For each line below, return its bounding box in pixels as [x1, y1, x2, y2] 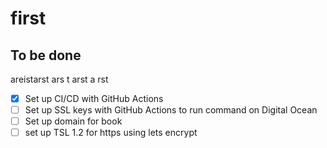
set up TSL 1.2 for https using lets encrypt [24, 127, 198, 139]
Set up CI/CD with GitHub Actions [24, 93, 164, 104]
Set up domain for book [24, 115, 123, 127]
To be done [10, 47, 82, 64]
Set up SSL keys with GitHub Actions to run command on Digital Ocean [24, 104, 318, 116]
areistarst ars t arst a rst [10, 73, 109, 85]
